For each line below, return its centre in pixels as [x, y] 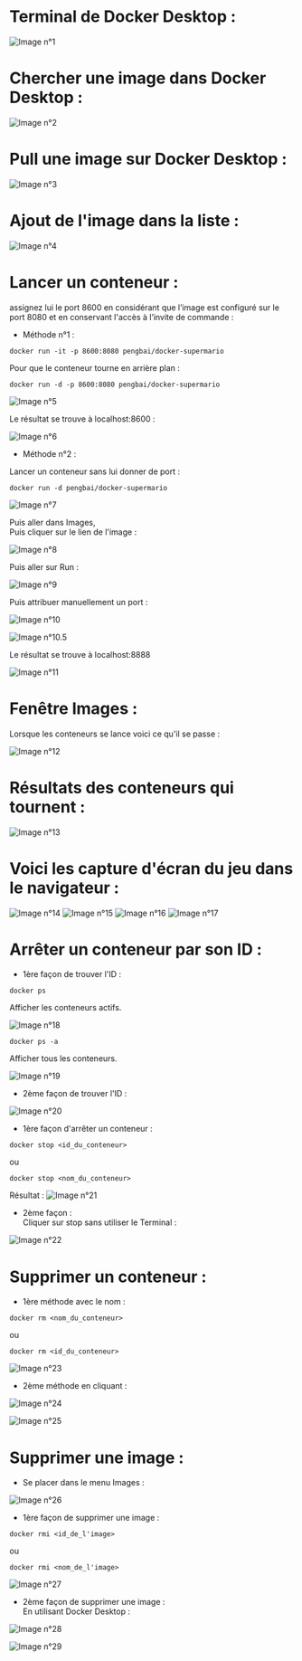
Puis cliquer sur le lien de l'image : [73, 532]
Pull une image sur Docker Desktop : [148, 159]
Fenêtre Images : [74, 708]
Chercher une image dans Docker [138, 78]
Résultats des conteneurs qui [122, 788]
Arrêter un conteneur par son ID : [136, 949]
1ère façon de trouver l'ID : [72, 974]
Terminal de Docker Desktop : [123, 17]
